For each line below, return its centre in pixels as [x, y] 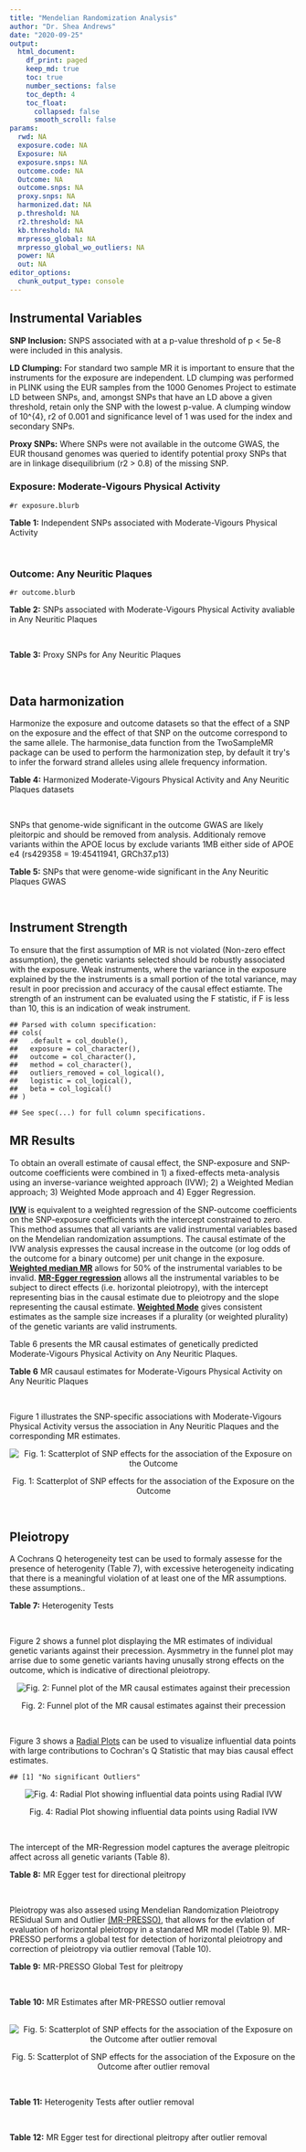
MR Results [42, 1141]
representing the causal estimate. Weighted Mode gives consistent [136, 1307]
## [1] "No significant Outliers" [75, 1777]
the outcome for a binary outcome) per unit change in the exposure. [137, 1258]
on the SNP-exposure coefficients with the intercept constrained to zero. [146, 1219]
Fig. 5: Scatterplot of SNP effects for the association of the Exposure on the [153, 2057]
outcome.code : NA [51, 171]
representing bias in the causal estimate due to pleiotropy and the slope [144, 1297]
